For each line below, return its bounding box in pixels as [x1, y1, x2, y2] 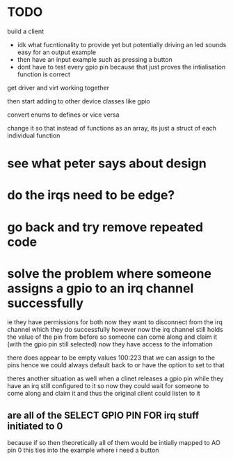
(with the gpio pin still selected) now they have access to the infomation [7, 340, 214, 349]
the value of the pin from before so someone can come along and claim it [7, 333, 218, 341]
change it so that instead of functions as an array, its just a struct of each [7, 124, 217, 132]
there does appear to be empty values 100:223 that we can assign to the [7, 353, 216, 362]
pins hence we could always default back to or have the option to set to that [7, 361, 225, 369]
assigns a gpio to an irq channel [7, 280, 194, 296]
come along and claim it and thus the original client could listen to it [7, 389, 200, 398]
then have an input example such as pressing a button [17, 55, 172, 63]
